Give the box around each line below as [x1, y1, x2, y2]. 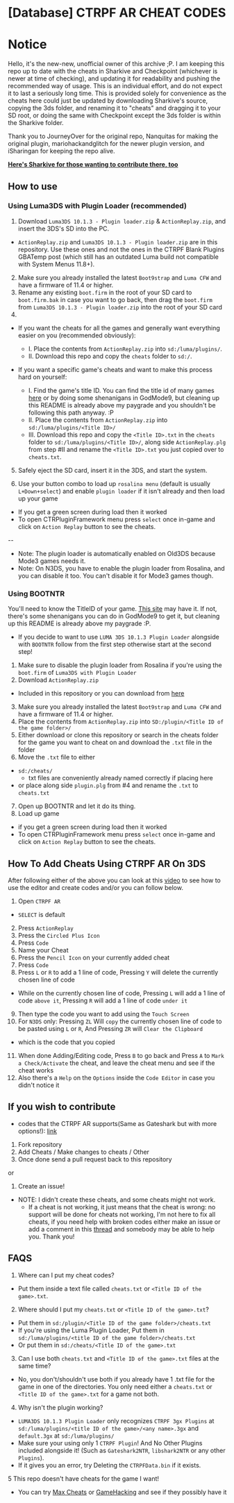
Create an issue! [17, 1182, 65, 1190]
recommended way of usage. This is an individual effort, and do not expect [8, 82, 223, 90]
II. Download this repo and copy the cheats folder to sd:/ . [28, 352, 192, 360]
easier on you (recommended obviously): [17, 331, 136, 339]
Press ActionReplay [17, 923, 74, 932]
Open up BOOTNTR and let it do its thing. [17, 802, 136, 810]
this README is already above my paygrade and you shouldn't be [28, 401, 216, 409]
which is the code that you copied [17, 1038, 115, 1046]
